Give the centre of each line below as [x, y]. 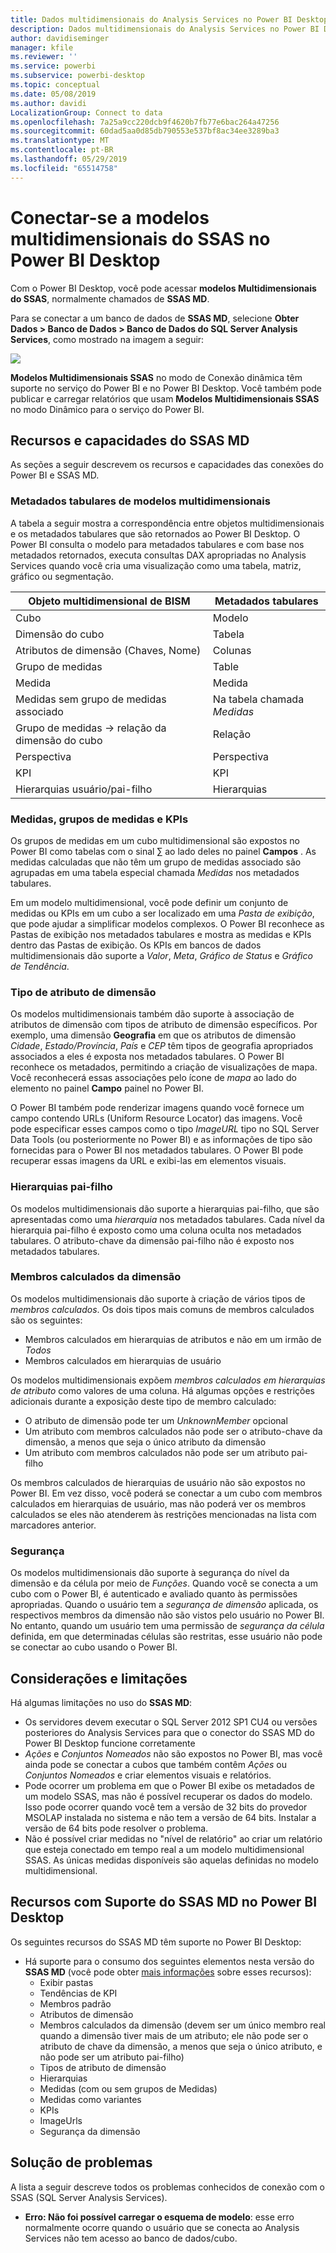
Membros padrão [75, 2003]
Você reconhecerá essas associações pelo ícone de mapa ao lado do [153, 1078]
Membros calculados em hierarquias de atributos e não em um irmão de [173, 1339]
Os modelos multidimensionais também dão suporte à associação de [152, 1014]
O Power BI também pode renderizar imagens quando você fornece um [157, 1108]
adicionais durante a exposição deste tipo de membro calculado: [143, 1401]
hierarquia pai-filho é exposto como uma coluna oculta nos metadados [156, 1230]
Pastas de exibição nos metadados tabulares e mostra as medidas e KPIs [161, 934]
